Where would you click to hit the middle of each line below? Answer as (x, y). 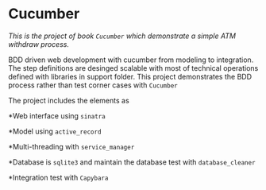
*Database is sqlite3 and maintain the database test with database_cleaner (132, 162)
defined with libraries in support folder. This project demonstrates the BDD (130, 76)
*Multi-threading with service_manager (71, 146)
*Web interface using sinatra (57, 115)
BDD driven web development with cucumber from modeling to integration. (131, 60)
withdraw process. (39, 44)
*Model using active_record (55, 131)
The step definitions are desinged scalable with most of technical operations (133, 68)
